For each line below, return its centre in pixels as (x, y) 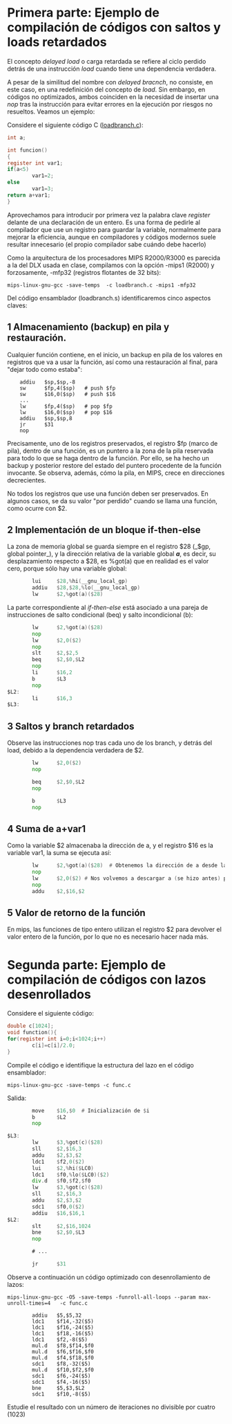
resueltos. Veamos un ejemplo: (51, 111)
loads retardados (57, 42)
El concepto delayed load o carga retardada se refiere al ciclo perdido (107, 61)
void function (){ (32, 1033)
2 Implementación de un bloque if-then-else (104, 530)
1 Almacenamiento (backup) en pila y (88, 327)
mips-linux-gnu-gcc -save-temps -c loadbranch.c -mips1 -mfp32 (101, 285)
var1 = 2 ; (43, 176)
